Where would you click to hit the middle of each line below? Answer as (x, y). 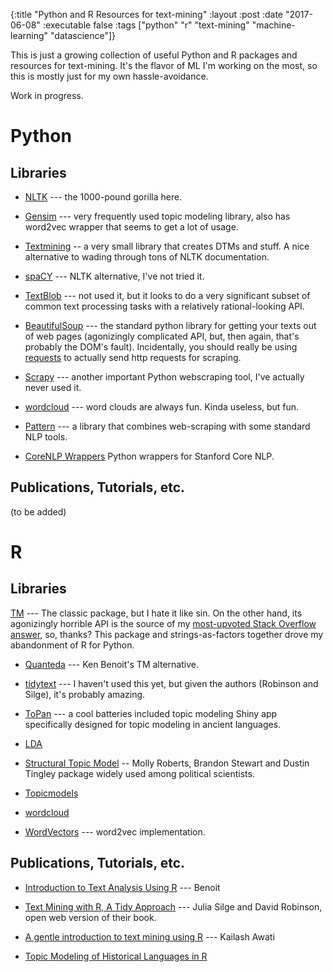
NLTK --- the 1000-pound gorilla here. (103, 197)
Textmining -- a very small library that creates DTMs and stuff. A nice (167, 246)
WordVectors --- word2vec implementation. (115, 831)
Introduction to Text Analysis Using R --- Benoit (122, 887)
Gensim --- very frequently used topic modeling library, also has (157, 216)
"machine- (273, 25)
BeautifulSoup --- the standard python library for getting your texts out (170, 325)
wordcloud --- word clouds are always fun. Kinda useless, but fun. (162, 407)
